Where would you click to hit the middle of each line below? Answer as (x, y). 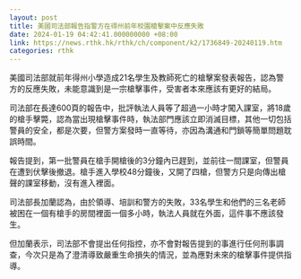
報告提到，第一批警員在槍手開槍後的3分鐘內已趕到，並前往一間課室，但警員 (149, 161)
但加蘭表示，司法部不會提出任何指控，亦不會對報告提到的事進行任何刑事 (142, 244)
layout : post (34, 17)
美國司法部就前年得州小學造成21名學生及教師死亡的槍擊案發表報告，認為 (143, 78)
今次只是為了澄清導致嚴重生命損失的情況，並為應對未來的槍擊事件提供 (154, 255)
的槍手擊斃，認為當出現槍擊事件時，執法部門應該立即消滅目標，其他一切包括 (150, 119)
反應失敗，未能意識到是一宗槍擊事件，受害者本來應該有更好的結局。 (150, 89)
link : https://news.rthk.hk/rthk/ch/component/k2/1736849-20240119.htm (146, 43)
